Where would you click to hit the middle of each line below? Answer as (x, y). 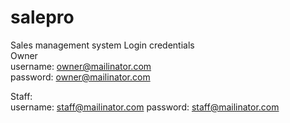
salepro (42, 17)
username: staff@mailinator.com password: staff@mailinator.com (145, 107)
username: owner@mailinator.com (81, 66)
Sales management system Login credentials (102, 45)
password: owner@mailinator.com (80, 77)
